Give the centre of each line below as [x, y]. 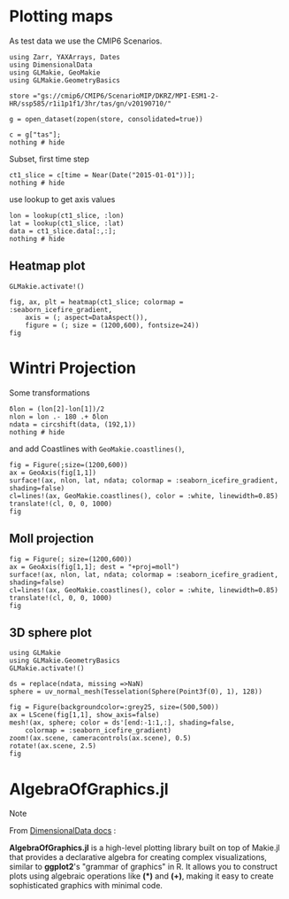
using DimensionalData [51, 65]
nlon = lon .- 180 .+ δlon [59, 417]
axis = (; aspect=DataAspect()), [87, 317]
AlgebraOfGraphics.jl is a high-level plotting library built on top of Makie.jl [144, 848]
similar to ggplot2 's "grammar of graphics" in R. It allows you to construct [144, 867]
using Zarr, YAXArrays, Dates [65, 57]
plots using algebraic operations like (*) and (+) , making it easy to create [141, 876]
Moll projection [52, 539]
